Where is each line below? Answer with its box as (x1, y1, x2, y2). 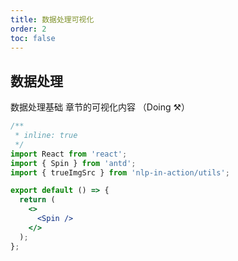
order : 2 (10, 24, 47, 34)
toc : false (10, 33, 56, 43)
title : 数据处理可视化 (10, 14, 95, 25)
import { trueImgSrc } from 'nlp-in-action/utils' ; (10, 167, 230, 178)
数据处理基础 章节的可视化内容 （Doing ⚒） (10, 101, 191, 113)
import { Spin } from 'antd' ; (10, 158, 137, 168)
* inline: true (14, 131, 78, 141)
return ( (19, 195, 56, 205)
